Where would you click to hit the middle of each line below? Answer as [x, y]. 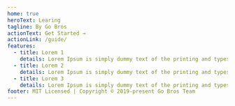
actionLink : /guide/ [37, 40]
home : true [23, 14]
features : [22, 46]
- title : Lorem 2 [39, 66]
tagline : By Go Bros [37, 26]
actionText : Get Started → [47, 33]
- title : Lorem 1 [39, 53]
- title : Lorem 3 [39, 78]
